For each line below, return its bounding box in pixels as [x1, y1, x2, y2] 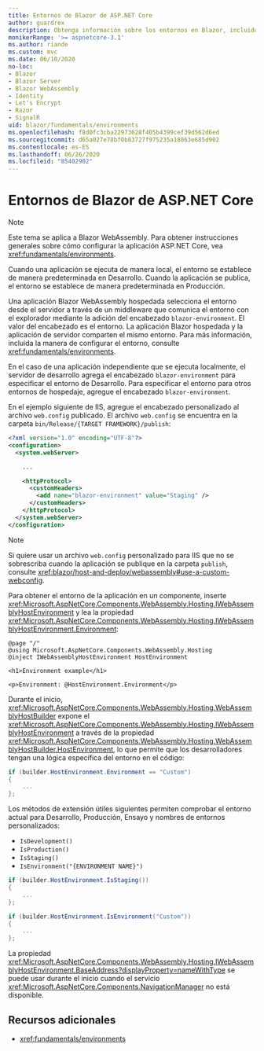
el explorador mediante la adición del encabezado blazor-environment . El [8, 314, 245, 323]
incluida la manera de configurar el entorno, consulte [8, 339, 180, 348]
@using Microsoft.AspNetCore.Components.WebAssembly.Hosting [8, 646, 213, 654]
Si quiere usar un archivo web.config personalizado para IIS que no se [8, 550, 234, 560]
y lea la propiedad [75, 607, 134, 617]
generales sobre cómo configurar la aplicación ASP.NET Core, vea [8, 241, 224, 251]
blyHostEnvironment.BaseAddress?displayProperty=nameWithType [8, 965, 226, 975]
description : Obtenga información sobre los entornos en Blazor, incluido [8, 26, 258, 34]
